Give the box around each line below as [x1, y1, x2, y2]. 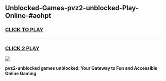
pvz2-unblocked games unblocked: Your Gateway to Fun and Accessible [5, 65, 158, 71]
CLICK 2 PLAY [5, 45, 40, 52]
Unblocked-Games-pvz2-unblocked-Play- [5, 4, 139, 12]
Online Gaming [5, 70, 37, 76]
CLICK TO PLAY [5, 27, 43, 33]
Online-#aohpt [5, 12, 51, 20]
